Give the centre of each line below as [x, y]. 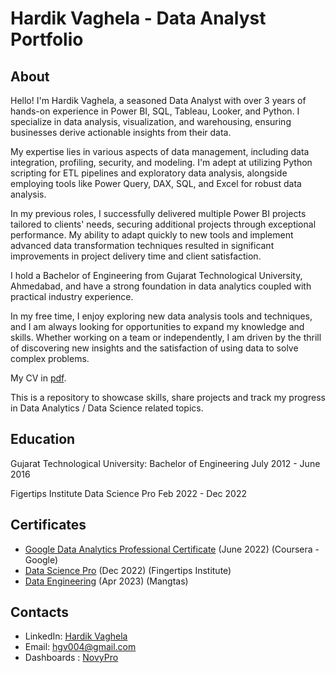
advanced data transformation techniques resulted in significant [142, 245]
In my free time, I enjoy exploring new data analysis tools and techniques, [161, 316]
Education [43, 439]
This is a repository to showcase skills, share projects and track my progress [168, 397]
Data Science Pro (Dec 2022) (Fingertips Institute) [128, 570]
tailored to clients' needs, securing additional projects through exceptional [163, 224]
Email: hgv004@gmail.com [80, 647]
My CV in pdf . [38, 378]
